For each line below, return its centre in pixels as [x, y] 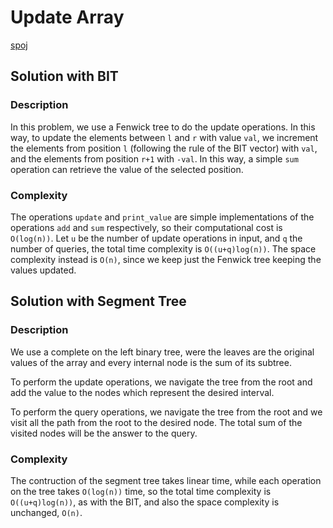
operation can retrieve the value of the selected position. [127, 169]
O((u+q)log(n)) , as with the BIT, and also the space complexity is [145, 502]
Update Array [67, 17]
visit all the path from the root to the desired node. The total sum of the [156, 422]
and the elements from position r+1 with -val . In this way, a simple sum [154, 158]
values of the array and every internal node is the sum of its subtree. [151, 362]
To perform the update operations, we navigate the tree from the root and [161, 382]
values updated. [43, 270]
